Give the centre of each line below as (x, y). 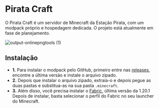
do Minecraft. (26, 101)
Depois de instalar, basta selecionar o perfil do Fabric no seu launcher (83, 96)
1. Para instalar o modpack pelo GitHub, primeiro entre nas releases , (81, 70)
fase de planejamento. (28, 33)
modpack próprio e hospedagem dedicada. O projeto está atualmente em (79, 27)
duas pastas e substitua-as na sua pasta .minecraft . (65, 85)
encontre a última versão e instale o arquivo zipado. (65, 75)
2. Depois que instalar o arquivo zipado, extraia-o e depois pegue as (81, 80)
